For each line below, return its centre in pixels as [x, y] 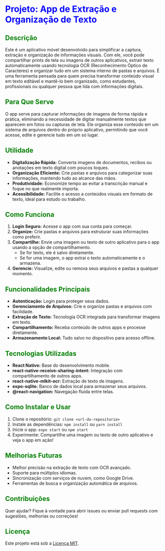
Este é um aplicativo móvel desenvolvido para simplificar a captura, [73, 50]
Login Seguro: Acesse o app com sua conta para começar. [72, 226]
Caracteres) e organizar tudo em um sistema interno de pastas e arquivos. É [82, 71]
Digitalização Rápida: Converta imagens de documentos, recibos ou [82, 162]
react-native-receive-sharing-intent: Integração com [67, 371]
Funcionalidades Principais [48, 289]
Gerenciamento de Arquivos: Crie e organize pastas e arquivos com [82, 306]
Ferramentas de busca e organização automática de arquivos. [75, 483]
